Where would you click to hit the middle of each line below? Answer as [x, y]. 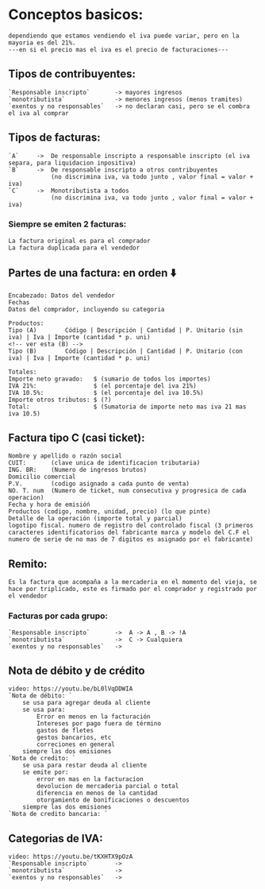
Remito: [28, 564]
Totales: [23, 372]
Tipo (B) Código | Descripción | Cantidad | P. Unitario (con [126, 351]
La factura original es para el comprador [79, 241]
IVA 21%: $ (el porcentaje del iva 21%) [102, 386]
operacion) [26, 498]
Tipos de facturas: [54, 138]
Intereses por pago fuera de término [99, 724]
